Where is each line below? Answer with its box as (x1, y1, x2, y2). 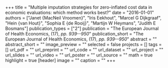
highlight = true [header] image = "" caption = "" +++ (5, 57, 116, 63)
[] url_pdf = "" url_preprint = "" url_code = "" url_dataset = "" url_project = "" (5, 47, 163, 52)
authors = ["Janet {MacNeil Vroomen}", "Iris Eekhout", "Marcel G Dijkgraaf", (5, 15, 162, 20)
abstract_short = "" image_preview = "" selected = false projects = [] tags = (5, 41, 162, 47)
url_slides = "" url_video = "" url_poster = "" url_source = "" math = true (5, 52, 153, 58)
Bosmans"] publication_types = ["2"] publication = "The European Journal (5, 25, 159, 31)
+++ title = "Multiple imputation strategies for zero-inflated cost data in (5, 4, 152, 10)
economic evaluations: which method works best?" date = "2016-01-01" (5, 9, 154, 15)
